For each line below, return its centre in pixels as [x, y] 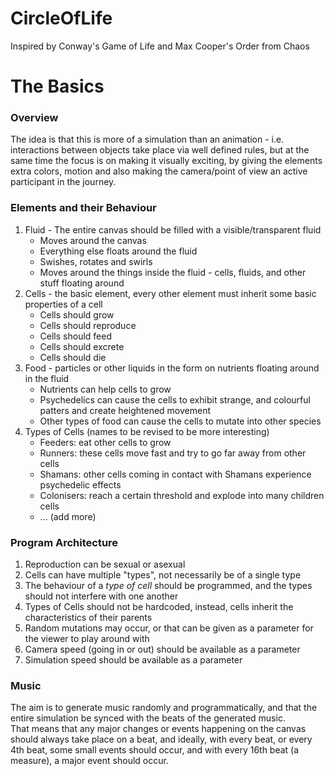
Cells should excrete [82, 346]
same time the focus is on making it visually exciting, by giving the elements [166, 161]
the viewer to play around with [87, 639]
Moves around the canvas [93, 240]
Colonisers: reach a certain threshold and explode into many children [182, 495]
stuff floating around [82, 283]
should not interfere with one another [101, 596]
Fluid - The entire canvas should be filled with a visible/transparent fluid [173, 229]
